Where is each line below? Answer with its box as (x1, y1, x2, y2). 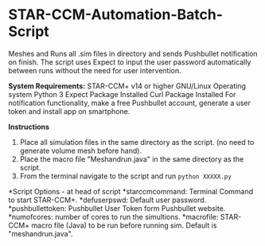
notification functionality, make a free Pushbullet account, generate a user (8, 98, 251, 107)
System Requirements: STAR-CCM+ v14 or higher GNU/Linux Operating (8, 81, 247, 91)
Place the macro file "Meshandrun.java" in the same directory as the (19, 154, 244, 164)
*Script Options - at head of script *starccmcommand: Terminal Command (8, 186, 254, 196)
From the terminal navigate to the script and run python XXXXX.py (19, 171, 232, 181)
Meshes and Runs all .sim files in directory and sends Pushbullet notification (8, 49, 258, 58)
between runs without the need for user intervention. (8, 65, 181, 75)
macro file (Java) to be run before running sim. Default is (31, 221, 217, 230)
